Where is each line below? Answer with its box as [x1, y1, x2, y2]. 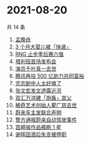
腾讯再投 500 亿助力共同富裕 [15, 72, 84, 79]
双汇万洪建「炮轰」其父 [15, 94, 72, 101]
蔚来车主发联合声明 [15, 109, 62, 116]
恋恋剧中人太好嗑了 [15, 79, 62, 86]
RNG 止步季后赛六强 [15, 50, 64, 57]
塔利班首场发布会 [15, 58, 57, 65]
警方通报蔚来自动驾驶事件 [15, 116, 77, 123]
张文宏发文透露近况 [15, 87, 62, 94]
